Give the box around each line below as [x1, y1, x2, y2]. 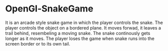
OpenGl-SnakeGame [5, 3, 93, 14]
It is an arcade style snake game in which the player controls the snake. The [5, 19, 163, 25]
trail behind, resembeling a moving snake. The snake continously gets [5, 30, 150, 36]
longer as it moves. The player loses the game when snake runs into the [5, 35, 155, 41]
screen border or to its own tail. [5, 40, 71, 46]
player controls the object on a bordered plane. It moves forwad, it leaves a [5, 24, 161, 30]
